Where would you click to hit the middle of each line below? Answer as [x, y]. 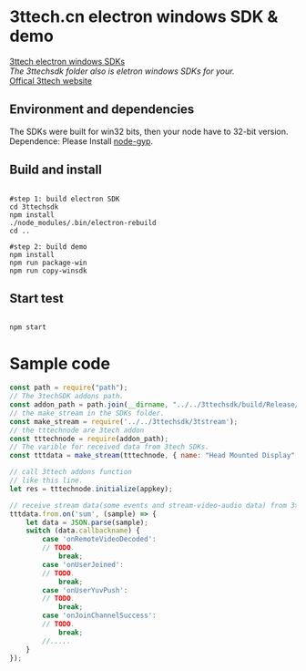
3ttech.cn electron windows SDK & [144, 17]
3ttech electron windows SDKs [67, 61]
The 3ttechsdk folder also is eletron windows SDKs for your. [122, 71]
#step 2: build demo [49, 247]
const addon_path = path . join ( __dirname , [89, 405]
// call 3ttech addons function [71, 472]
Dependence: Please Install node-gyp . [81, 141]
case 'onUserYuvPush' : [85, 590]
